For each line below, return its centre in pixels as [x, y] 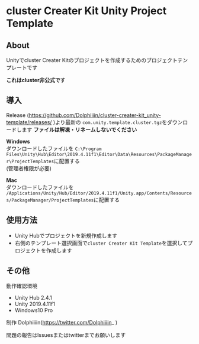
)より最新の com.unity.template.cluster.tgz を [110, 122]
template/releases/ [29, 122]
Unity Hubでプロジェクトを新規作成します [66, 235]
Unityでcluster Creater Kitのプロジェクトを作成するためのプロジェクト [92, 60]
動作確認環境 [22, 286]
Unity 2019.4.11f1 [35, 304]
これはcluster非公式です [36, 80]
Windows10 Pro [34, 310]
